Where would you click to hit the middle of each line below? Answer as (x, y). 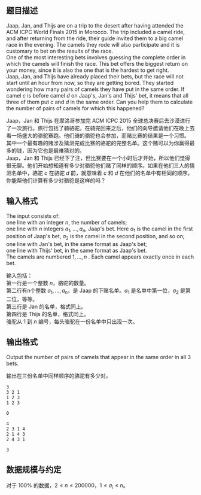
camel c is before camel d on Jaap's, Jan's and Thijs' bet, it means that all (97, 95)
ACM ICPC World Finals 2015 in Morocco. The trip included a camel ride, (96, 32)
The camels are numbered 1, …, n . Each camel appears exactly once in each (100, 257)
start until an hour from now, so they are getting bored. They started (90, 83)
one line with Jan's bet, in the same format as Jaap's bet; (77, 244)
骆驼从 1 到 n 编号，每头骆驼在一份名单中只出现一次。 (72, 321)
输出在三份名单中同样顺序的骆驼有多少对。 (59, 375)
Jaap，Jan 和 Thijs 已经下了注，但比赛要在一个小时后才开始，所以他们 (93, 158)
